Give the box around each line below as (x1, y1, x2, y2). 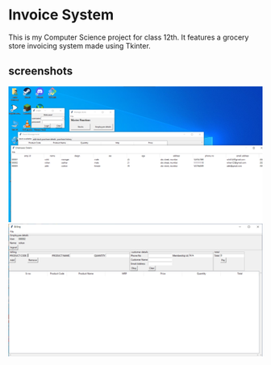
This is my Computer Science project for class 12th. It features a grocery (8, 32, 249, 42)
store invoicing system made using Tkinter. (8, 40, 151, 50)
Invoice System (8, 6, 115, 24)
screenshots (8, 65, 73, 78)
